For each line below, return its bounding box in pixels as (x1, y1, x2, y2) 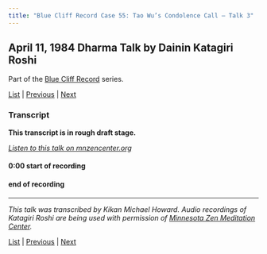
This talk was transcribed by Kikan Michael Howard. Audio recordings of (8, 204, 247, 214)
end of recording (8, 179, 65, 189)
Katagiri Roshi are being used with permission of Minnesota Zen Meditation (8, 213, 256, 222)
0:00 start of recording (8, 161, 86, 171)
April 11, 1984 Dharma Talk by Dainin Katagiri (8, 41, 234, 55)
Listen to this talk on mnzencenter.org (8, 143, 133, 152)
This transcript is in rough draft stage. (8, 128, 137, 137)
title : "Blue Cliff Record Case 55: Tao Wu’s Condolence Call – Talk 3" (8, 11, 254, 20)
